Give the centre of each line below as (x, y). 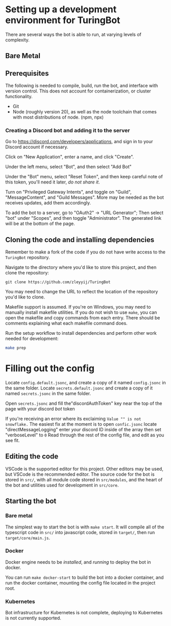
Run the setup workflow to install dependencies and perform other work (81, 333)
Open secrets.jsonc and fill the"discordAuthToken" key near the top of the (84, 403)
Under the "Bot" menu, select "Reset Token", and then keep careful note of (84, 177)
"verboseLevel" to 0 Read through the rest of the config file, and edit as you (85, 435)
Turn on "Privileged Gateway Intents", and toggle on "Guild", (68, 192)
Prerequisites (27, 73)
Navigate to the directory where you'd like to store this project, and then (81, 267)
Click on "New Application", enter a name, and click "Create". (70, 157)
